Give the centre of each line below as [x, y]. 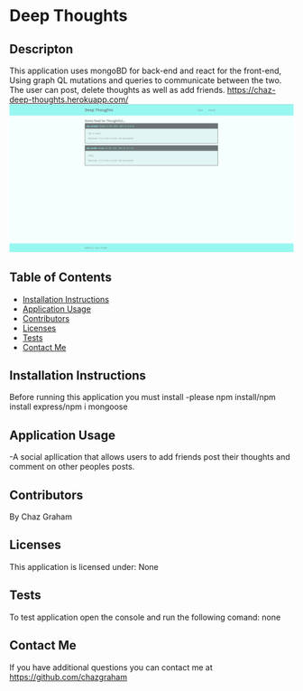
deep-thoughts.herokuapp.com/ [69, 99]
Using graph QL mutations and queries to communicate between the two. [146, 80]
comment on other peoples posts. [72, 467]
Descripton [41, 49]
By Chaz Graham [41, 517]
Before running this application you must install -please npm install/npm [143, 397]
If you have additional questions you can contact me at [111, 667]
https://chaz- [252, 90]
